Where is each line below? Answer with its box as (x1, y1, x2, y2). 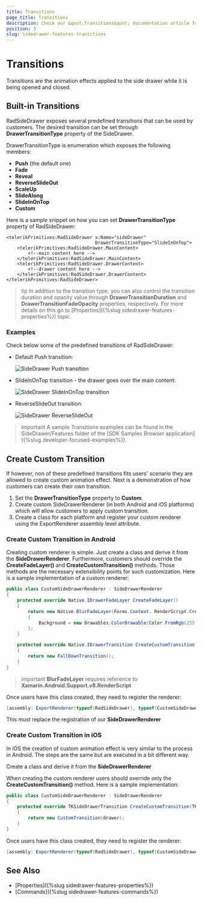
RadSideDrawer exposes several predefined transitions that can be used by (6, 117, 194, 124)
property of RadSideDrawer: (6, 223, 76, 230)
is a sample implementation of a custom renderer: (6, 575, 129, 582)
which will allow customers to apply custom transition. (14, 507, 149, 514)
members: (6, 148, 32, 155)
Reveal (14, 173, 33, 180)
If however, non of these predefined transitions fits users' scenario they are (6, 470, 193, 477)
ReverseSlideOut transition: (14, 400, 83, 407)
